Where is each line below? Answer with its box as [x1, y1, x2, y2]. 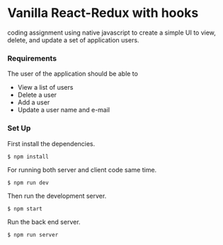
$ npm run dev [7, 179, 50, 186]
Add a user [17, 98, 50, 107]
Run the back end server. [7, 217, 81, 226]
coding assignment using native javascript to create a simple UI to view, [7, 28, 216, 37]
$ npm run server [7, 231, 59, 238]
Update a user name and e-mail [17, 106, 110, 114]
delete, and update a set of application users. [7, 35, 139, 44]
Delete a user [17, 90, 57, 100]
